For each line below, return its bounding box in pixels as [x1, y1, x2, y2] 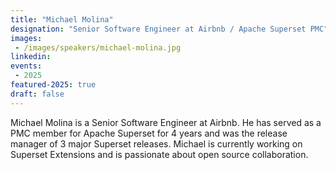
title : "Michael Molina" [10, 14, 114, 25]
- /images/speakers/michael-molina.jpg [14, 42, 182, 53]
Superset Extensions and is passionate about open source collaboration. [10, 148, 309, 160]
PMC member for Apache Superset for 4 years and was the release [10, 127, 288, 139]
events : [10, 61, 43, 71]
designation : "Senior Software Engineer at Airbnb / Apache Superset [10, 24, 307, 34]
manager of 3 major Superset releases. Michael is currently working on [10, 137, 303, 150]
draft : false [10, 89, 65, 99]
